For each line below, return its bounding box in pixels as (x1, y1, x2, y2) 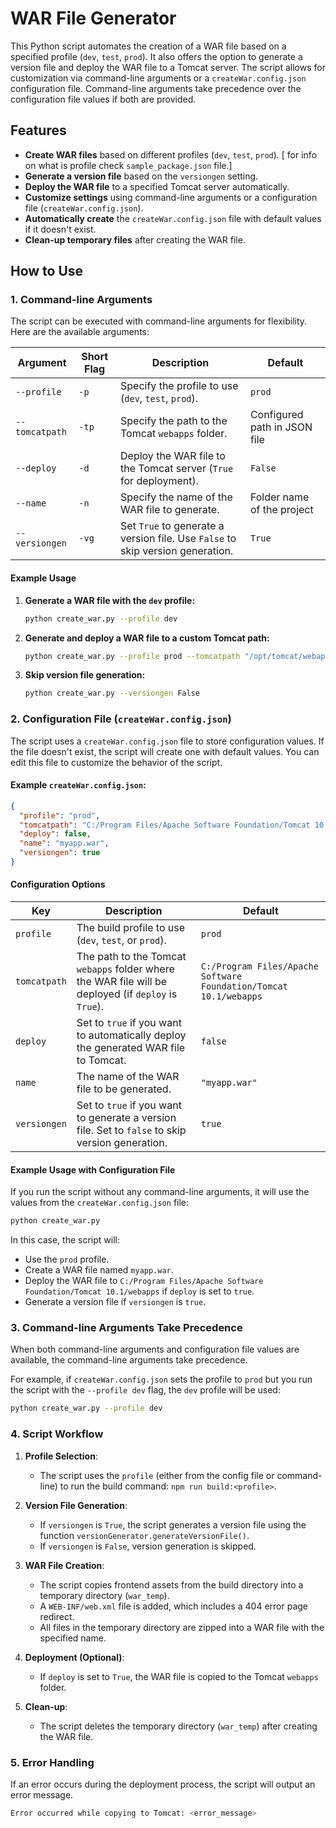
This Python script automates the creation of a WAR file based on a (10, 40, 287, 52)
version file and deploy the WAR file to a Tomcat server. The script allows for (10, 61, 326, 73)
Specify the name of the (120, 490, 233, 504)
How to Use (10, 263, 84, 280)
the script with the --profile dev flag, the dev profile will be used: (10, 1384, 281, 1396)
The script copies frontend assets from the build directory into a (39, 1578, 304, 1591)
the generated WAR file (76, 1041, 186, 1055)
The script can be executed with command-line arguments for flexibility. (10, 315, 308, 327)
